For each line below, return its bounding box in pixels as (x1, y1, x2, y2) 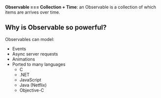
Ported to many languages (12, 61, 66, 67)
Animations (12, 56, 35, 62)
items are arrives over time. (5, 9, 60, 15)
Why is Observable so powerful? (5, 23, 107, 32)
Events (12, 46, 26, 52)
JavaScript (19, 77, 42, 82)
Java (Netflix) (19, 82, 47, 88)
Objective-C (19, 87, 44, 93)
